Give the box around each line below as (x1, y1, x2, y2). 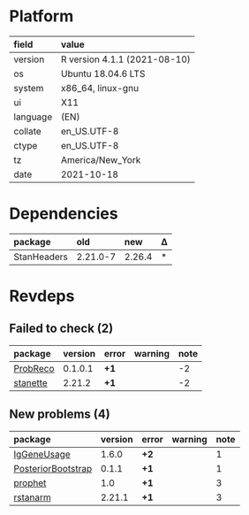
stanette (13, 376, 49, 388)
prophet (13, 476, 47, 488)
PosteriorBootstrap (13, 462, 93, 474)
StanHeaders (13, 250, 68, 263)
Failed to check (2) (9, 321, 114, 336)
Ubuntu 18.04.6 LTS (60, 67, 146, 80)
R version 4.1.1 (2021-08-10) (60, 53, 192, 65)
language (13, 111, 53, 123)
